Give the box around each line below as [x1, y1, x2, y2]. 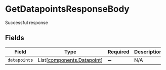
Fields [5, 34, 25, 42]
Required [107, 48, 129, 55]
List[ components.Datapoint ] [38, 56, 103, 63]
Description [134, 48, 163, 55]
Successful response [5, 20, 48, 25]
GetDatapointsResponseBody [5, 3, 130, 15]
